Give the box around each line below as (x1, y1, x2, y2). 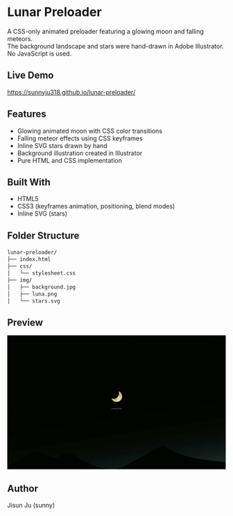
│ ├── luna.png (7, 291, 58, 298)
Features (7, 108, 46, 120)
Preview (7, 316, 44, 328)
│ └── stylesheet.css (7, 270, 76, 277)
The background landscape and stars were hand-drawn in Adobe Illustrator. (7, 42, 224, 50)
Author (7, 483, 38, 494)
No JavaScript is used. (7, 49, 72, 58)
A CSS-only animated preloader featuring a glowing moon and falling (7, 27, 205, 35)
